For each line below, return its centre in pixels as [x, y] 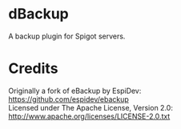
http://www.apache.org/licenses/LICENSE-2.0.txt [89, 116]
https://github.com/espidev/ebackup [69, 99]
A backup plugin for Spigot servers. [67, 36]
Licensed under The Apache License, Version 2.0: [91, 107]
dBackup [39, 14]
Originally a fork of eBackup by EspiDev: [75, 91]
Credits [33, 69]
